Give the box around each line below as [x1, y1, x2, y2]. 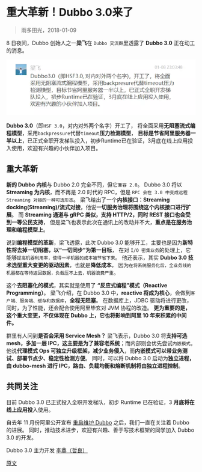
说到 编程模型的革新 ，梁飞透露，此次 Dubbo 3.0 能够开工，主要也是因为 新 [6, 239, 188, 246]
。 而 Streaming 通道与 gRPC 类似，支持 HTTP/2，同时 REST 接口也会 [11, 211, 186, 218]
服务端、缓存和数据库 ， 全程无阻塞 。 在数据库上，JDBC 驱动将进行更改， [19, 296, 192, 304]
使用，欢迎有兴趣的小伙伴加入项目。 [11, 144, 101, 152]
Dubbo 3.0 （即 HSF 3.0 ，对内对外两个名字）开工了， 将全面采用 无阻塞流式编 [6, 121, 195, 129]
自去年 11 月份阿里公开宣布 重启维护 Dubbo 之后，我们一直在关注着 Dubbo [6, 418, 189, 426]
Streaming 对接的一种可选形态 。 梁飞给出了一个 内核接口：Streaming [6, 196, 170, 203]
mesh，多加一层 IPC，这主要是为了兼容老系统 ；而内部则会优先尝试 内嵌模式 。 [6, 339, 196, 346]
